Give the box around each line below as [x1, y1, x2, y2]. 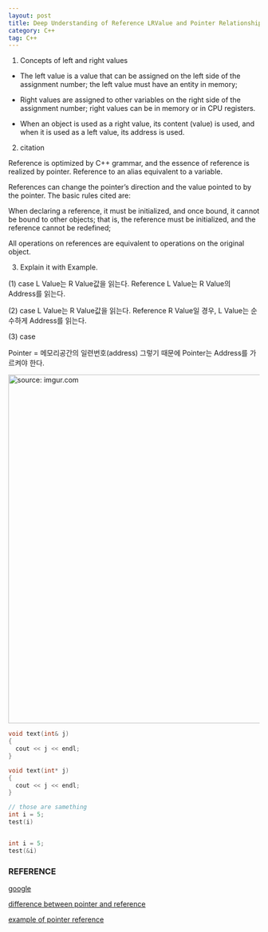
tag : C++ [8, 33, 37, 42]
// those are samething [8, 803, 88, 812]
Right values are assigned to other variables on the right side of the [19, 95, 241, 104]
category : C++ [8, 26, 56, 34]
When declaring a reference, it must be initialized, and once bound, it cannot [8, 206, 260, 216]
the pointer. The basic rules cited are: [8, 191, 132, 200]
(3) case [8, 332, 36, 341]
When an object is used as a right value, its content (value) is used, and [19, 119, 255, 128]
